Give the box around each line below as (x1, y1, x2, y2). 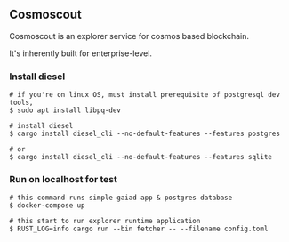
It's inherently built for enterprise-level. (9, 48, 153, 59)
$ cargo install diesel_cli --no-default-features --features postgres (9, 129, 280, 139)
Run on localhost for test (9, 173, 117, 186)
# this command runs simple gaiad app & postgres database (9, 193, 233, 203)
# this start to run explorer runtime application (9, 217, 201, 226)
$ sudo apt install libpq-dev (9, 106, 122, 115)
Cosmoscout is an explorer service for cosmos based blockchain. (9, 30, 250, 41)
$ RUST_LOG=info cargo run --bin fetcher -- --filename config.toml (9, 224, 269, 234)
